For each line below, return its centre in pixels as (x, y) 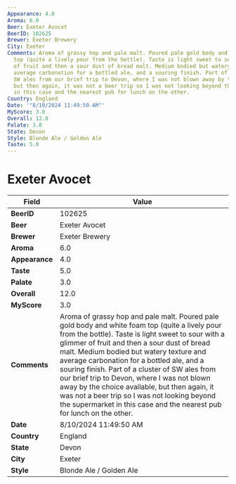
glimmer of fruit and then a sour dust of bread (135, 343)
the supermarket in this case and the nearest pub (140, 405)
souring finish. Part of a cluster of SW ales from (138, 369)
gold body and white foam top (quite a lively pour (140, 326)
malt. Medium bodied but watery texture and (133, 352)
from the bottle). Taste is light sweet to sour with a (142, 334)
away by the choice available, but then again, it (137, 387)
